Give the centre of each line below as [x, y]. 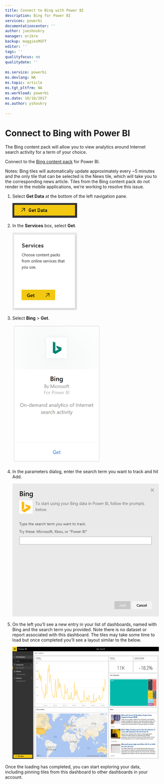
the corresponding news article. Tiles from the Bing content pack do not [78, 182]
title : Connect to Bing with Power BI [44, 10]
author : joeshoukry [25, 31]
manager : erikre [21, 36]
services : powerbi [24, 21]
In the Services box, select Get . [44, 226]
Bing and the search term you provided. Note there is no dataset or [79, 629]
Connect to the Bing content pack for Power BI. [52, 162]
